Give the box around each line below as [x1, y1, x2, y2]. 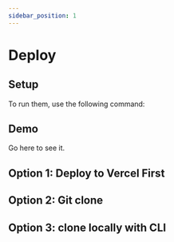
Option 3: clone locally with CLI [8, 220, 166, 234]
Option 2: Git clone [8, 193, 104, 208]
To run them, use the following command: [8, 99, 145, 109]
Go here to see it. [8, 143, 65, 153]
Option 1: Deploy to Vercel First [8, 166, 165, 180]
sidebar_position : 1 [8, 11, 77, 20]
